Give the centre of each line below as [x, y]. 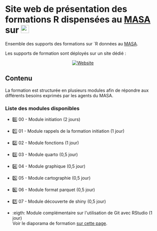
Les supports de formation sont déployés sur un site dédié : [66, 53]
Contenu [19, 78]
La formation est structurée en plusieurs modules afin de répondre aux [77, 90]
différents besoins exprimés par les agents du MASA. [59, 95]
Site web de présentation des [66, 9]
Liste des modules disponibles [42, 108]
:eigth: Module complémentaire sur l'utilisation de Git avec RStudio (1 [82, 213]
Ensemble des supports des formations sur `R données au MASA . [72, 43]
